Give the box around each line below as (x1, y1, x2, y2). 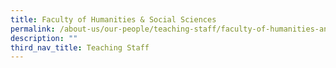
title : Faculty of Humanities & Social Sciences (10, 14, 217, 25)
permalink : (10, 24, 56, 34)
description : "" (10, 33, 78, 43)
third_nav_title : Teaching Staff (10, 42, 150, 53)
